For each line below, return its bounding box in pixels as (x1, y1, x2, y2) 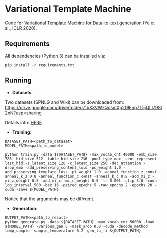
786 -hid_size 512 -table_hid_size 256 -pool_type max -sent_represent (5, 156, 157, 161)
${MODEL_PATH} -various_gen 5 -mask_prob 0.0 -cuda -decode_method (5, 224, 148, 229)
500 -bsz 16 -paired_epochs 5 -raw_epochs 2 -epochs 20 (34, 182, 153, 188)
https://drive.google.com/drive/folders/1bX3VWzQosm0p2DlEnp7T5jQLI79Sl (5, 104, 162, 110)
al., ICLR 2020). (5, 25, 37, 31)
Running (5, 76, 32, 85)
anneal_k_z (5, 174, 28, 179)
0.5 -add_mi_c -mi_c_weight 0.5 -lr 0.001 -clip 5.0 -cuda (31, 178, 157, 183)
